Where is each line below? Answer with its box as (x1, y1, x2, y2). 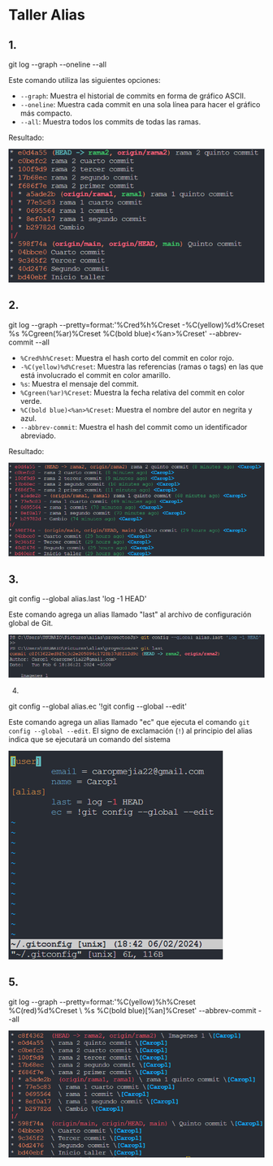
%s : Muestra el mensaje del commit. (19, 379, 140, 388)
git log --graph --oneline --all (8, 59, 107, 69)
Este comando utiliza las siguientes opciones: (8, 76, 161, 85)
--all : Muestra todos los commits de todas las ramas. (19, 117, 201, 127)
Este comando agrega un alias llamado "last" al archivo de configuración (8, 609, 252, 619)
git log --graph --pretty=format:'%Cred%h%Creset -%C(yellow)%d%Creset (8, 319, 265, 330)
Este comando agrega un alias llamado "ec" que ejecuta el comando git (8, 717, 250, 727)
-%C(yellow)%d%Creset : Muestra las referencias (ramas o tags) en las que (19, 362, 264, 371)
